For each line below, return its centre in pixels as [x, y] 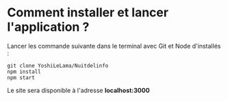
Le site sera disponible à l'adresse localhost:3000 [78, 90]
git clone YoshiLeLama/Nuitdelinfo [58, 66]
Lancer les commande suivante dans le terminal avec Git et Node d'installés [114, 46]
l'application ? [48, 27]
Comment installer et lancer [88, 13]
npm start [21, 77]
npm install [24, 72]
